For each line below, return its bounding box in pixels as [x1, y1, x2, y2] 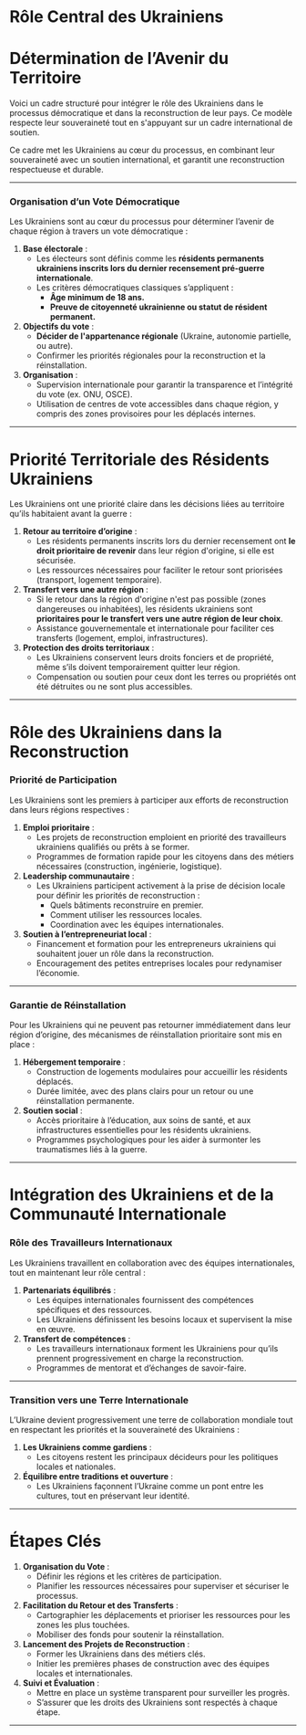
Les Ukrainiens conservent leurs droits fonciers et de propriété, [36, 652, 275, 663]
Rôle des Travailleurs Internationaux [9, 1236, 173, 1249]
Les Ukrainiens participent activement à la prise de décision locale [36, 879, 286, 891]
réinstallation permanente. [36, 1096, 135, 1107]
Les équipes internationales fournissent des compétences [36, 1294, 254, 1305]
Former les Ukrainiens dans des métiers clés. [36, 1648, 206, 1659]
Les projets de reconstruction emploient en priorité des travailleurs [36, 831, 287, 842]
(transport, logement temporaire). [36, 574, 162, 585]
